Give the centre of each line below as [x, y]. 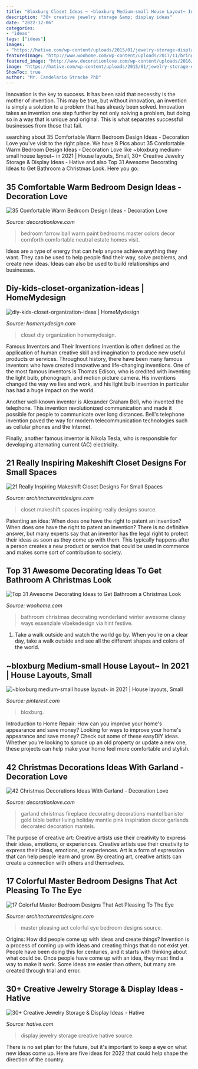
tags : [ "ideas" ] [26, 39]
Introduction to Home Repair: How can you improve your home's [84, 723]
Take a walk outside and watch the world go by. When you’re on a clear [101, 635]
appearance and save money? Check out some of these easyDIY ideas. [93, 736]
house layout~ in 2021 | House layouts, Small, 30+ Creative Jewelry [102, 156]
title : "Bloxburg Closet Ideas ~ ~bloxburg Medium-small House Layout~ [96, 12]
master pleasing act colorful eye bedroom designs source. [91, 927]
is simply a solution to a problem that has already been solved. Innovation [95, 107]
